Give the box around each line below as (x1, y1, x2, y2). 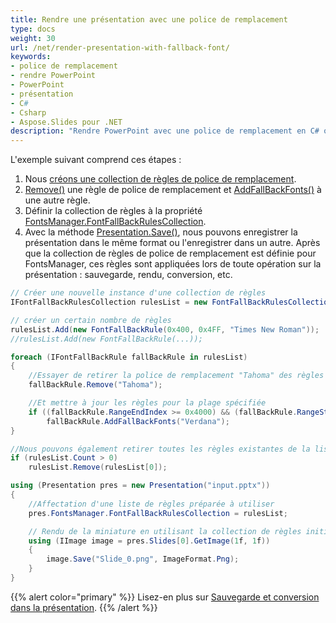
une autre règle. (24, 194, 91, 206)
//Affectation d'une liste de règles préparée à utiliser (28, 499, 275, 509)
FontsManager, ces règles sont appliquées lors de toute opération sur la (24, 258, 322, 270)
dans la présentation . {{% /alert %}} (10, 601, 158, 613)
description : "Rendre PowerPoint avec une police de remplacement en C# (10, 126, 320, 136)
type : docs (10, 24, 56, 34)
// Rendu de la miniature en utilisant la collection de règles (28, 526, 302, 536)
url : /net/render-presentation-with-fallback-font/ (10, 42, 230, 53)
